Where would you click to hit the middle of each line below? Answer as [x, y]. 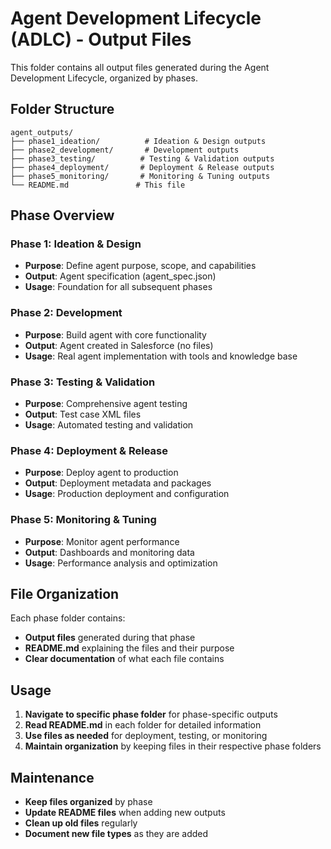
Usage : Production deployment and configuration [127, 494]
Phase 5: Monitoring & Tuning [83, 520]
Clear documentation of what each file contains [124, 659]
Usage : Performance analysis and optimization [121, 563]
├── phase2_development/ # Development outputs [125, 150]
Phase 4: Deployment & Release [89, 450]
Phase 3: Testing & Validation [83, 382]
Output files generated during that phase [110, 638]
